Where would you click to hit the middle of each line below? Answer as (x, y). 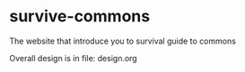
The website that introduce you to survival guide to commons (122, 41)
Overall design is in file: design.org (73, 58)
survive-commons (80, 16)
